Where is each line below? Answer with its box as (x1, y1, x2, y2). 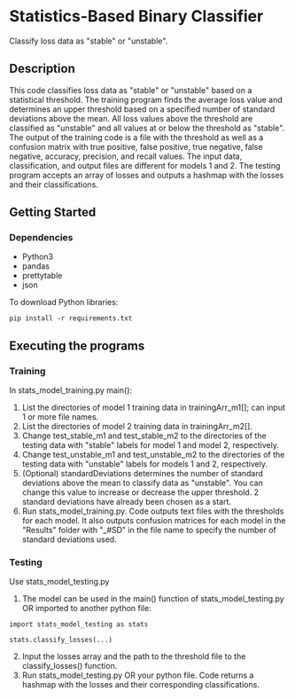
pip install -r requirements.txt (9, 314, 133, 323)
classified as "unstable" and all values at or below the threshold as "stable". (9, 122, 285, 133)
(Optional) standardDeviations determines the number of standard (21, 468, 264, 479)
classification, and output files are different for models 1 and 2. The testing (9, 160, 281, 170)
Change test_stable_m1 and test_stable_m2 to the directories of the (21, 430, 268, 441)
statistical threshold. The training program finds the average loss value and (9, 94, 283, 105)
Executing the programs (9, 338, 145, 353)
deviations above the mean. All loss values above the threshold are (9, 113, 253, 123)
